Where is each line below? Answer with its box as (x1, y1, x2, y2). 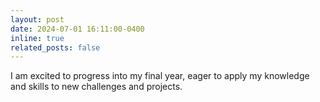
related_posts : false (10, 42, 101, 53)
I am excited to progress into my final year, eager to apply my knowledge (10, 70, 310, 82)
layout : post (10, 14, 65, 25)
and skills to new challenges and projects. (10, 81, 183, 93)
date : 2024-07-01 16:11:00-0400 (10, 24, 145, 34)
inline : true (10, 33, 65, 43)
